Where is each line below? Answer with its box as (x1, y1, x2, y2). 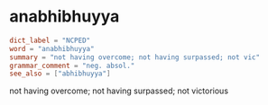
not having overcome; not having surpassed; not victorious (9, 85, 228, 96)
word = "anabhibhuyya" (9, 44, 95, 53)
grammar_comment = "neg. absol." (9, 61, 135, 70)
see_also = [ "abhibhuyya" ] (9, 69, 111, 78)
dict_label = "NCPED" (9, 36, 91, 45)
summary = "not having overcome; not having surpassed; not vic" (9, 52, 260, 62)
